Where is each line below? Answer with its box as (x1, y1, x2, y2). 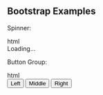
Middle (28, 79, 46, 87)
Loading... (7, 44, 36, 52)
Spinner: (7, 23, 31, 32)
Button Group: (7, 58, 47, 66)
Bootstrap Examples (7, 6, 96, 17)
